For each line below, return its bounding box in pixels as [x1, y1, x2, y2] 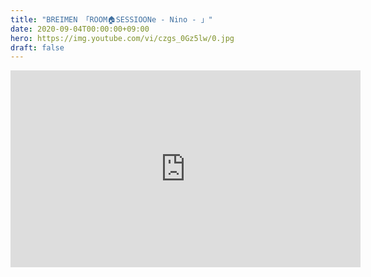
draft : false [10, 42, 65, 53]
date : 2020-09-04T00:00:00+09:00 [10, 24, 150, 34]
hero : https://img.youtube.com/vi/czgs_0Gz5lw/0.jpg [10, 33, 235, 43]
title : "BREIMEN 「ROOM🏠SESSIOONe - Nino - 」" [10, 14, 213, 25]
